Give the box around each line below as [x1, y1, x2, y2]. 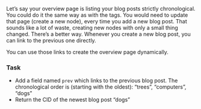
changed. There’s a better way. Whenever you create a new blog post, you [6, 31, 191, 38]
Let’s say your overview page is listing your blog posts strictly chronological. [6, 5, 196, 12]
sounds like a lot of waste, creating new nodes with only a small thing [6, 24, 179, 31]
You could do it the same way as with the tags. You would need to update [6, 11, 188, 19]
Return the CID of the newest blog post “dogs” [14, 96, 131, 104]
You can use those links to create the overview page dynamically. [6, 49, 169, 56]
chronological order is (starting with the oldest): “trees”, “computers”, [14, 83, 187, 90]
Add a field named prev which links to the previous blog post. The [14, 77, 178, 84]
